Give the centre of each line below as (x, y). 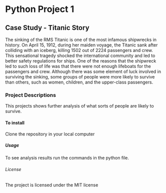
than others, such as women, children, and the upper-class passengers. (79, 82)
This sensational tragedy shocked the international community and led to (80, 55)
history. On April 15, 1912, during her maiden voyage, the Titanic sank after (81, 45)
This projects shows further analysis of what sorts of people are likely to (79, 106)
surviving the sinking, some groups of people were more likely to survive (80, 77)
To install (15, 122)
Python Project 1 (40, 9)
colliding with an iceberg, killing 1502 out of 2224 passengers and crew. (79, 50)
